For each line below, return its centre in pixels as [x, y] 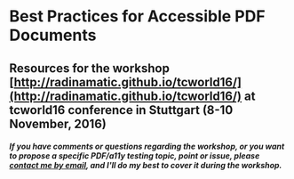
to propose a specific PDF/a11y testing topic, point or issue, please [135, 156]
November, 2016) [58, 123]
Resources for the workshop [90, 68]
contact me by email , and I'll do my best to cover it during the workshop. [146, 166]
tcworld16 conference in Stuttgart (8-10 [121, 110]
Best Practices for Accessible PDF [137, 16]
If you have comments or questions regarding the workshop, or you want [147, 146]
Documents [53, 35]
